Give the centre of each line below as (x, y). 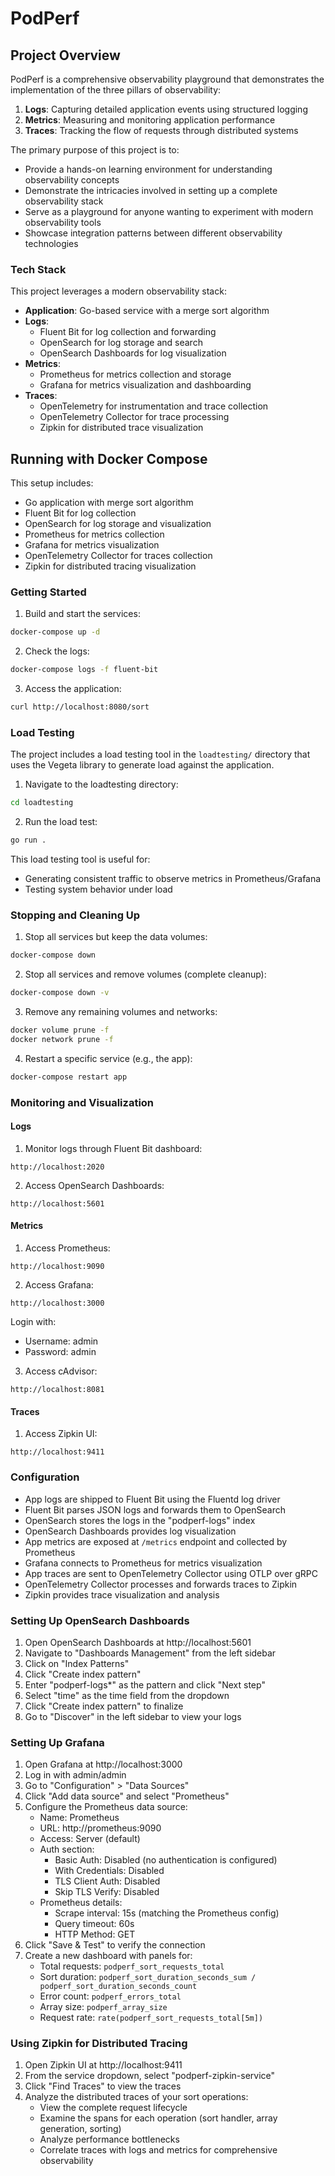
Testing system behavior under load (98, 889)
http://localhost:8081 (57, 1390)
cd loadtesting (42, 803)
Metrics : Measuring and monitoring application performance (150, 120)
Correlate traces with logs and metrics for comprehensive (158, 2150)
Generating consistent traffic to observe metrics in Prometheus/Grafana (173, 879)
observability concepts (72, 180)
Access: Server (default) (90, 1839)
